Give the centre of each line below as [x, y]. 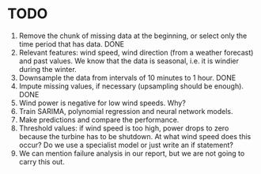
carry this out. [42, 161]
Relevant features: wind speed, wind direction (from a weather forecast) [136, 52]
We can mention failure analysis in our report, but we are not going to [132, 153]
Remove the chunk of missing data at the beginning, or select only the [133, 36]
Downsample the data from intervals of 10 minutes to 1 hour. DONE [127, 78]
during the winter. [47, 69]
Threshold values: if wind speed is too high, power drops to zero [124, 128]
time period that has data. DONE [71, 43]
